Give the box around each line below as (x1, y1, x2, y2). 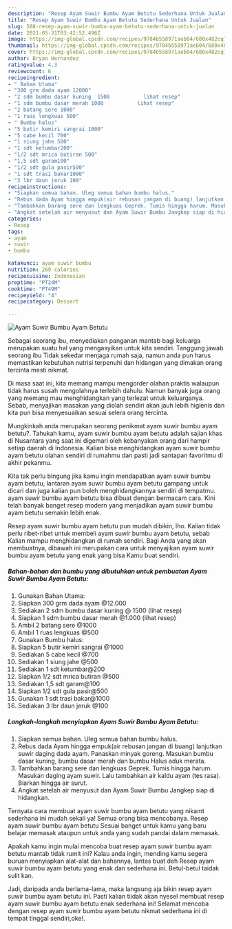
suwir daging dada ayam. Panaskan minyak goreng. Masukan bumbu (17, 750, 214, 758)
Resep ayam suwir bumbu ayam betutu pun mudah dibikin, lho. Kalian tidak (8, 522, 221, 530)
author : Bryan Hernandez (8, 55, 79, 62)
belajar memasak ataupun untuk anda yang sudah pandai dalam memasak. (8, 829, 220, 837)
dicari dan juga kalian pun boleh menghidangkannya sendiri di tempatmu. (8, 487, 216, 495)
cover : (8, 49, 27, 56)
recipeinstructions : (8, 183, 67, 190)
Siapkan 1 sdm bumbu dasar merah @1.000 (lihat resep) (17, 614, 176, 622)
